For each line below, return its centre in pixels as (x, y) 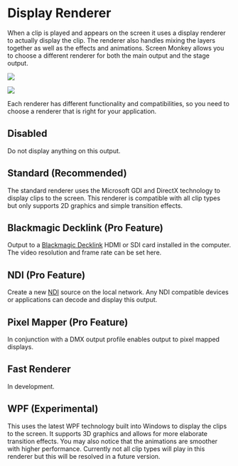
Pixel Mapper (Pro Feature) (68, 322)
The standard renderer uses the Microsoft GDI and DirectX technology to (114, 190)
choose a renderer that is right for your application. (82, 111)
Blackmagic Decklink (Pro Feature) (85, 228)
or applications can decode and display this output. (82, 300)
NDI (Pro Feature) (47, 275)
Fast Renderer (39, 369)
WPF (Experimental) (53, 409)
